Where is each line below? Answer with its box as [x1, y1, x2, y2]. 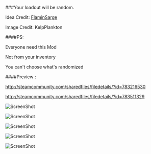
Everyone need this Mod [5, 44, 57, 50]
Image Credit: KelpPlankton [5, 24, 63, 30]
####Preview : [5, 74, 36, 80]
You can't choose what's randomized [5, 64, 84, 70]
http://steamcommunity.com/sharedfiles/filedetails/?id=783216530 [5, 84, 146, 90]
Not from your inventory [5, 54, 56, 60]
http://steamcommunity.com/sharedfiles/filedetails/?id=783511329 [5, 94, 145, 99]
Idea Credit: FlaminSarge [5, 14, 58, 20]
